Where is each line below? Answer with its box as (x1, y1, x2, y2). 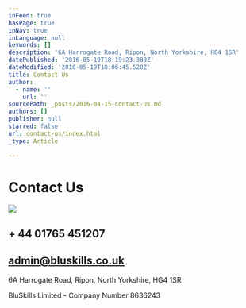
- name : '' (15, 85, 52, 94)
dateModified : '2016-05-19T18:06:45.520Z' (8, 64, 151, 71)
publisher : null (8, 115, 62, 123)
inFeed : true (8, 11, 52, 20)
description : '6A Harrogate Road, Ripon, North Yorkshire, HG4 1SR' (8, 48, 240, 56)
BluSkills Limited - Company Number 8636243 (8, 291, 161, 300)
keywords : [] (8, 41, 52, 49)
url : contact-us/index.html (8, 129, 102, 137)
